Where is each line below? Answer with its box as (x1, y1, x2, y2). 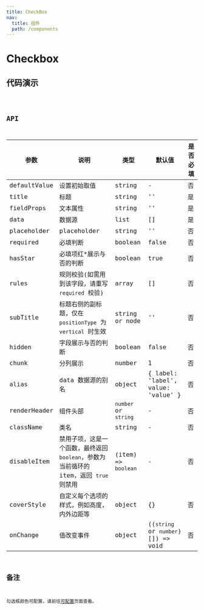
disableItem (9, 457, 50, 465)
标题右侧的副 (59, 300, 96, 309)
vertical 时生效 (59, 327, 106, 336)
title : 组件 (12, 20, 41, 26)
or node (115, 317, 141, 325)
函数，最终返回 (65, 444, 108, 453)
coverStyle (9, 501, 47, 509)
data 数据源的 (59, 376, 102, 385)
